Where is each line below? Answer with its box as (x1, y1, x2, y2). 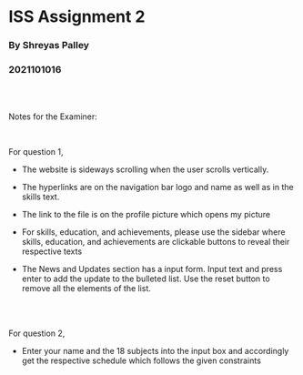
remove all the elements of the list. (21, 283, 152, 294)
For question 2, (8, 328, 66, 339)
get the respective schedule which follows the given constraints (21, 355, 261, 366)
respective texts (21, 246, 83, 257)
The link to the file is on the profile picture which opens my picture (21, 209, 270, 220)
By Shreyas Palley (8, 39, 90, 52)
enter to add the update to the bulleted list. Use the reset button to (21, 273, 270, 284)
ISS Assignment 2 (8, 6, 146, 27)
